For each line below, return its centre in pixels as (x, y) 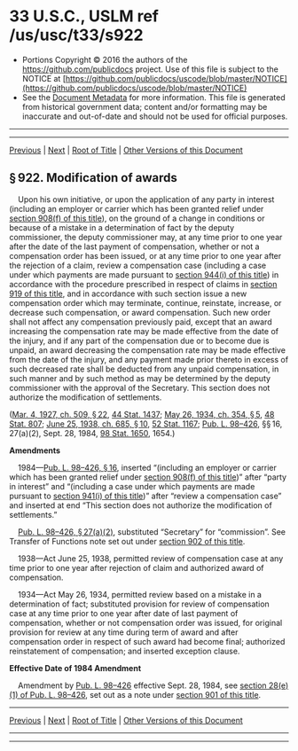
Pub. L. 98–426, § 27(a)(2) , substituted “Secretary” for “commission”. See (152, 532)
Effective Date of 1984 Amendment (75, 668)
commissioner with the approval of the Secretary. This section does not (140, 387)
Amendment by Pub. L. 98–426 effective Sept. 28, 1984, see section (142, 685)
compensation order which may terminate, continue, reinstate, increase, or (145, 302)
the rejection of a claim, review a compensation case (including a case (138, 265)
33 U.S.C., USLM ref (84, 16)
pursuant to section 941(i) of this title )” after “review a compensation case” (145, 496)
